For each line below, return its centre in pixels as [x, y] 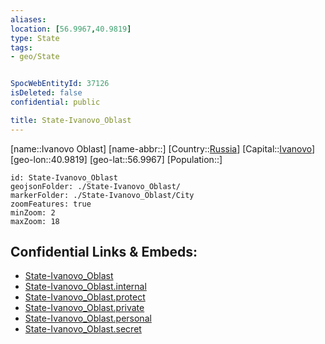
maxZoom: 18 [35, 221]
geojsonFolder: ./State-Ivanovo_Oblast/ [96, 186]
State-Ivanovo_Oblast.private [84, 308]
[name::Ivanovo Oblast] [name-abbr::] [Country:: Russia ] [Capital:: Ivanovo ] [163, 148]
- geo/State [35, 57]
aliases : [28, 19]
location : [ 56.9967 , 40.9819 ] [71, 29]
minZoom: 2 [33, 212]
